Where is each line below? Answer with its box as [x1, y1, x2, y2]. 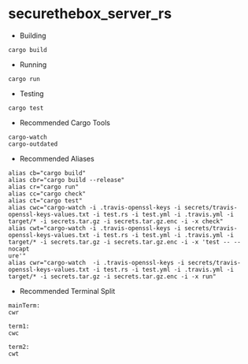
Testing [19, 88, 45, 98]
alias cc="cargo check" [8, 190, 87, 198]
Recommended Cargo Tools [19, 117, 110, 127]
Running [19, 60, 47, 69]
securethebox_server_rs [8, 5, 172, 23]
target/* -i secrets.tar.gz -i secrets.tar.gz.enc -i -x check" [8, 217, 224, 225]
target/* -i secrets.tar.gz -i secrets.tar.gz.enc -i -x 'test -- [8, 238, 231, 246]
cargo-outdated [8, 139, 58, 148]
